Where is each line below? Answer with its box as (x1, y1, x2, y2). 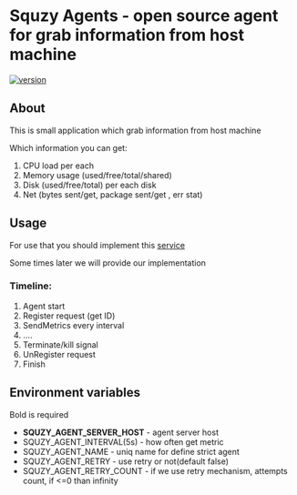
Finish (22, 359, 46, 369)
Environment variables (9, 385, 141, 400)
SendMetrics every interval (22, 319, 125, 330)
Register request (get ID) (22, 310, 116, 321)
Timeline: (9, 279, 53, 292)
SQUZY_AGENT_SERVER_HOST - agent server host (22, 427, 219, 438)
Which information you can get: (9, 142, 128, 153)
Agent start (22, 300, 66, 311)
